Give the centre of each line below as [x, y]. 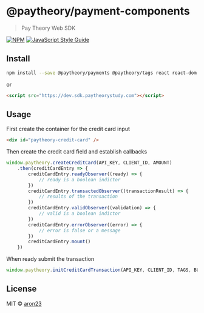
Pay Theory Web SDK [48, 28]
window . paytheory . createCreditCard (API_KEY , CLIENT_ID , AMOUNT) [89, 163]
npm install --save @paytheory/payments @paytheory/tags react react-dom [102, 73]
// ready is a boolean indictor [80, 180]
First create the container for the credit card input [68, 129]
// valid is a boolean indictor [80, 214]
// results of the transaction [78, 197]
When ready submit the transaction [50, 259]
